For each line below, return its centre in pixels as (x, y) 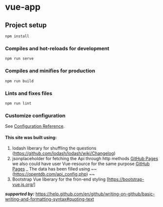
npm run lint (18, 103)
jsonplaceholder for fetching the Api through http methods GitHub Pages (85, 159)
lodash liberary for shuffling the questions (54, 148)
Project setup (26, 25)
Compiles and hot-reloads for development (57, 48)
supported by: (20, 194)
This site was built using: (31, 137)
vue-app (23, 7)
